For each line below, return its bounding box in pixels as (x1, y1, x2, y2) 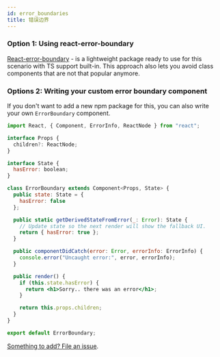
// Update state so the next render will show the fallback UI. (19, 223, 206, 230)
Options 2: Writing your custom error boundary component (7, 86, 208, 96)
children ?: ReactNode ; (13, 141, 78, 148)
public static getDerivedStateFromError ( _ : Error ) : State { (13, 217, 188, 223)
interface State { (7, 160, 59, 167)
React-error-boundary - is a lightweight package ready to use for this (7, 54, 202, 62)
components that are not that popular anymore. (7, 69, 140, 77)
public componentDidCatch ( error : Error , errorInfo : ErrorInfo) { (13, 248, 204, 255)
